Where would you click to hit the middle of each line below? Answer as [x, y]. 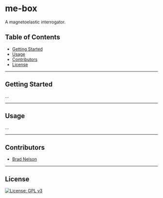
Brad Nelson [24, 159]
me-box [21, 9]
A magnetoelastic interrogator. [35, 22]
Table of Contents [33, 37]
